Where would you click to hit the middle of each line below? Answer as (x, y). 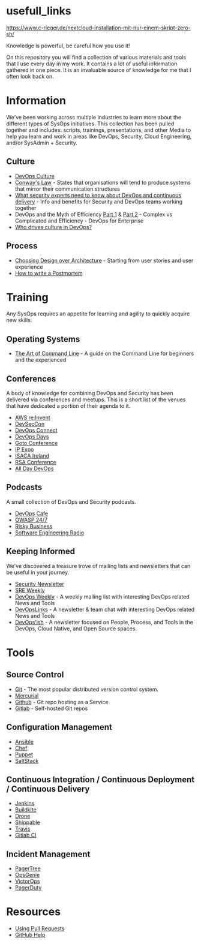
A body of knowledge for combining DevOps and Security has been (90, 393)
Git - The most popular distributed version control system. (87, 689)
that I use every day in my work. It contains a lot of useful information (92, 64)
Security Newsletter (39, 584)
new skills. (19, 320)
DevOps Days (32, 437)
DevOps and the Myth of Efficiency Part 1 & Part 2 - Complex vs (94, 214)
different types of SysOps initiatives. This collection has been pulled (90, 124)
